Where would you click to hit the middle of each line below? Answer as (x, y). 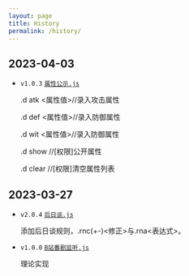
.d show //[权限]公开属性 (61, 151)
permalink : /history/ (45, 31)
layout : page (30, 16)
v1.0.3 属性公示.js (49, 84)
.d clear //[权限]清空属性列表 (67, 169)
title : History (34, 23)
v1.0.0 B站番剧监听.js (54, 248)
